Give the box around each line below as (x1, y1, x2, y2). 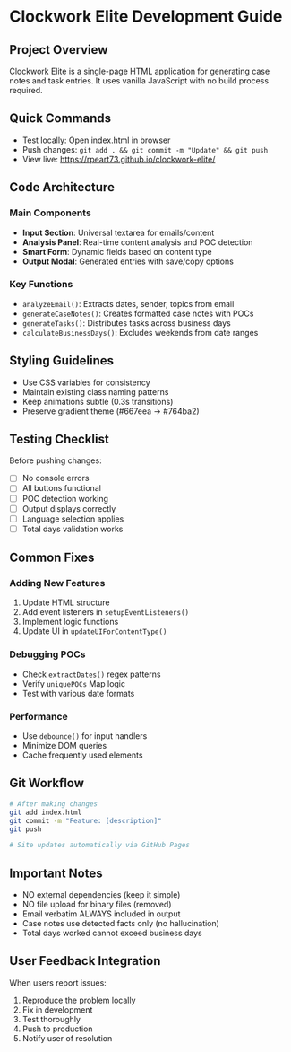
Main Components (9, 206, 91, 219)
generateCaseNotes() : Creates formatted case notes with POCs (21, 308, 254, 319)
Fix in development (21, 1004, 93, 1015)
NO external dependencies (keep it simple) (21, 890, 181, 900)
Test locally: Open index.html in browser (21, 135, 171, 145)
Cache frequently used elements (21, 750, 143, 760)
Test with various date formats (21, 688, 135, 698)
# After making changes (9, 799, 98, 809)
